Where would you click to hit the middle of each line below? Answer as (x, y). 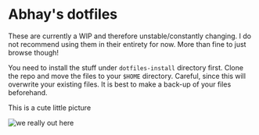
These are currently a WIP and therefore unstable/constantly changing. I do (130, 36)
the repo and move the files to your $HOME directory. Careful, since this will (127, 76)
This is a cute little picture (50, 108)
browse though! (34, 52)
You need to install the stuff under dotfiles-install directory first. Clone (126, 67)
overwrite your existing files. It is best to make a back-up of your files (120, 84)
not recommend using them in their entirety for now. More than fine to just (127, 44)
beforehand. (28, 92)
